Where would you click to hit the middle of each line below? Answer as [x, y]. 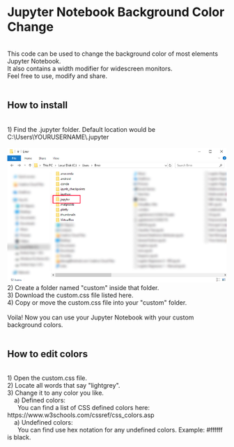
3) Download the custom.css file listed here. [70, 295]
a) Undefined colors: [43, 423]
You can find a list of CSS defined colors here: [84, 408]
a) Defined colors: [40, 400]
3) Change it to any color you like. [56, 393]
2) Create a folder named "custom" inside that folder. [83, 287]
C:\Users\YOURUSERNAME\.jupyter [58, 137]
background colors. [35, 324]
